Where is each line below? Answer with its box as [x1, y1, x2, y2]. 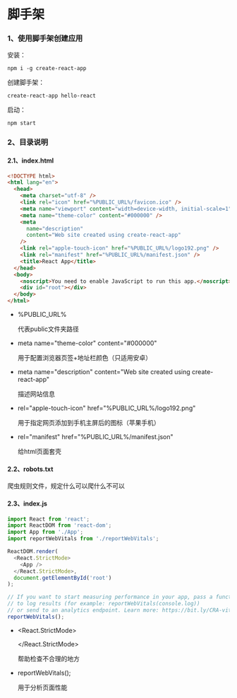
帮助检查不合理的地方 [17, 654, 80, 663]
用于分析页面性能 [17, 683, 68, 692]
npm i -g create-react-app [7, 65, 87, 72]
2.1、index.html [7, 156, 54, 165]
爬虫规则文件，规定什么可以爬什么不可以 [7, 482, 125, 490]
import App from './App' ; [7, 528, 83, 536]
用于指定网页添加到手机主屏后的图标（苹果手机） [17, 419, 160, 427]
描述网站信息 [17, 390, 55, 398]
